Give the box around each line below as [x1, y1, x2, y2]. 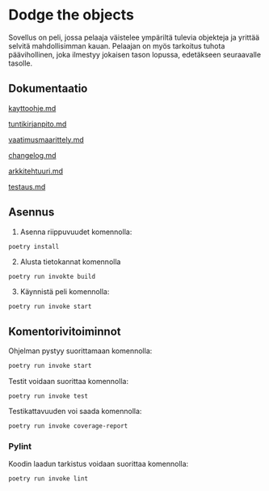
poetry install [8, 242, 60, 250]
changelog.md [8, 150, 57, 160]
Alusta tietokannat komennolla [19, 257, 121, 267]
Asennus [8, 205, 55, 220]
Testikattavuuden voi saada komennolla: [8, 407, 142, 416]
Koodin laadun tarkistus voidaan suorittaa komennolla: [8, 459, 189, 469]
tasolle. [8, 58, 33, 68]
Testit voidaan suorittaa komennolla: [8, 377, 129, 386]
